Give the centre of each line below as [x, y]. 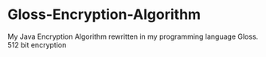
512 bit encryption [37, 44]
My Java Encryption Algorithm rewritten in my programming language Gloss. [133, 36]
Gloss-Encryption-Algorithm [104, 15]
